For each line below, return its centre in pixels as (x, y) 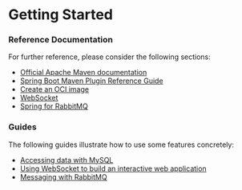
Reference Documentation (61, 40)
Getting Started (61, 15)
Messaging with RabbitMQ (63, 176)
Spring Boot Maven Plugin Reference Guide (91, 81)
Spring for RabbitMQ (54, 106)
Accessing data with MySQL (67, 160)
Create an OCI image (54, 89)
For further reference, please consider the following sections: (109, 57)
